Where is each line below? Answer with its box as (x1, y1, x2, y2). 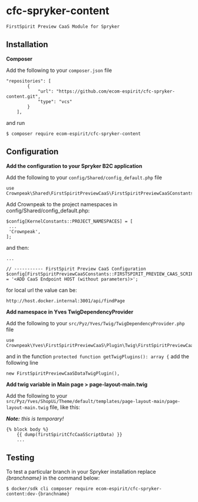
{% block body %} (6, 426, 49, 432)
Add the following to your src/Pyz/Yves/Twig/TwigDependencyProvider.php (6, 319, 185, 326)
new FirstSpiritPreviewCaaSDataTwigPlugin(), (6, 370, 120, 376)
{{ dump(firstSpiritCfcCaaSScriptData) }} (16, 431, 123, 437)
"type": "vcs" (37, 98, 72, 104)
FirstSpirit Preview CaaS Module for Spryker (6, 24, 120, 29)
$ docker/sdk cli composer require (6, 486, 94, 492)
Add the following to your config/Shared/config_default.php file (6, 174, 162, 181)
